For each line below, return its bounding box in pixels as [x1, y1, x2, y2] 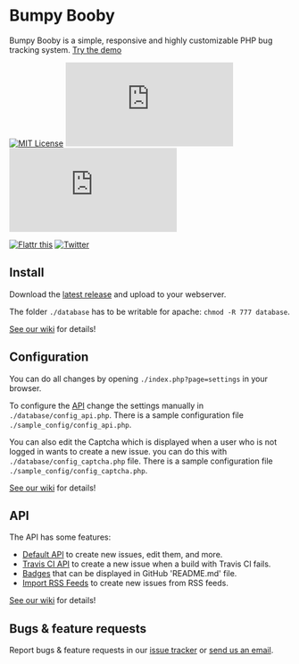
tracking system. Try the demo [9, 44, 122, 55]
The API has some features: [9, 532, 112, 542]
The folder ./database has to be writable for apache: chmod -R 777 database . [9, 306, 290, 317]
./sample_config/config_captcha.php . [9, 464, 148, 475]
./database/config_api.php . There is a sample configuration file [9, 409, 244, 421]
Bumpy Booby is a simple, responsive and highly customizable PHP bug [9, 35, 273, 46]
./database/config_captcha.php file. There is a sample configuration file [9, 455, 274, 466]
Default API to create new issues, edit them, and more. [21, 549, 223, 560]
